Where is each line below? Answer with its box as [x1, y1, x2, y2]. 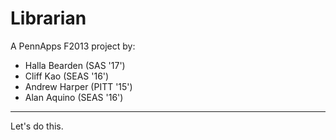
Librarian [10, 7, 87, 30]
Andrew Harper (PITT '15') [24, 80, 133, 92]
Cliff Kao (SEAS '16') [24, 70, 110, 82]
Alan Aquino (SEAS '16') [24, 91, 124, 103]
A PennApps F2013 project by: [10, 40, 136, 52]
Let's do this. [10, 120, 64, 132]
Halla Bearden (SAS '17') [24, 59, 126, 71]
